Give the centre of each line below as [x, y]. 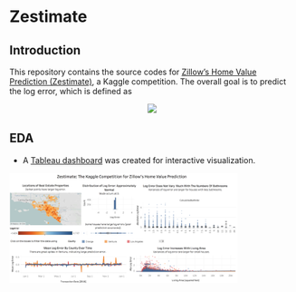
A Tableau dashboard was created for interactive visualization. [139, 160]
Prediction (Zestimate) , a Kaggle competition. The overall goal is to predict [148, 82]
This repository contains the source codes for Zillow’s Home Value [133, 72]
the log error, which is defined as [71, 91]
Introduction [45, 50]
